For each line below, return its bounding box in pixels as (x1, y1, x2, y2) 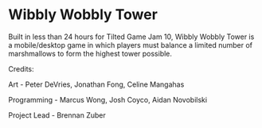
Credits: (8, 64, 34, 73)
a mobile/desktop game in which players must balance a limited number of (8, 40, 253, 49)
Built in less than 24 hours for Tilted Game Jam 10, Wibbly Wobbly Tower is (8, 32, 255, 41)
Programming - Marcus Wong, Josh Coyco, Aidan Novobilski (8, 95, 208, 104)
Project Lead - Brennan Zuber (8, 110, 106, 120)
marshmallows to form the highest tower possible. (8, 48, 173, 58)
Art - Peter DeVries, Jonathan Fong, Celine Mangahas (8, 80, 185, 89)
